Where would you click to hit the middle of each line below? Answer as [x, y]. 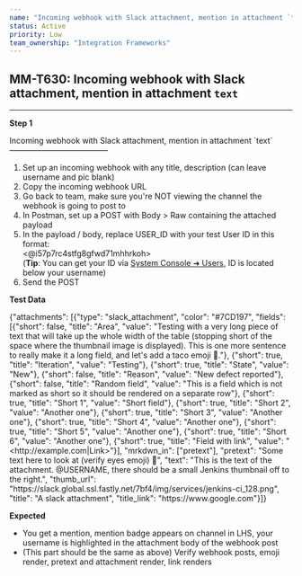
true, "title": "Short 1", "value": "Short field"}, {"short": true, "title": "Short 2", [150, 403]
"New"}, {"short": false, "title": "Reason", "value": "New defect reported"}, [147, 375]
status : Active [38, 26]
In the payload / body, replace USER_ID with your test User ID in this [148, 235]
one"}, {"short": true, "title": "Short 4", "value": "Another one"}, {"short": [143, 422]
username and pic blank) [68, 177]
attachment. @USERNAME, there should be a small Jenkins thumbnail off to [150, 470]
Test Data [28, 300]
